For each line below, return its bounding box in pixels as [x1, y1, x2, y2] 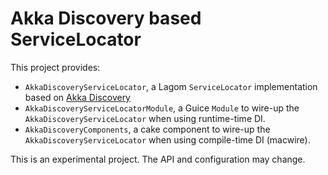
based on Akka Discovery [24, 91, 131, 103]
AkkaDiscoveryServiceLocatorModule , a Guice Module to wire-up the [24, 102, 300, 114]
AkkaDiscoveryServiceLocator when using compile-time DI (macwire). [24, 133, 311, 146]
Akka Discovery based [10, 7, 202, 30]
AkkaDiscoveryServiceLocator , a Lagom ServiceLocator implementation [24, 80, 318, 92]
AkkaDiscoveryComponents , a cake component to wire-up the [24, 123, 271, 135]
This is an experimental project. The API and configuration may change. [10, 153, 306, 165]
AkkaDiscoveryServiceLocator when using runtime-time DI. [24, 112, 266, 124]
